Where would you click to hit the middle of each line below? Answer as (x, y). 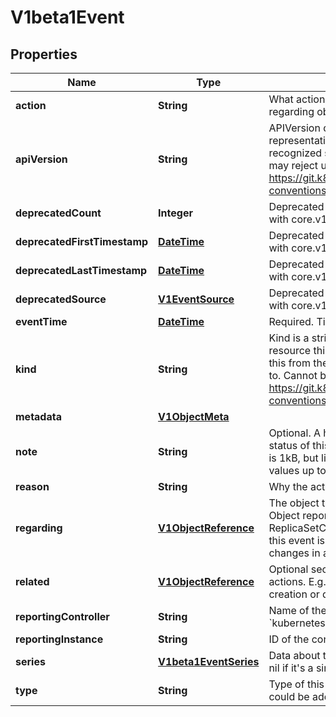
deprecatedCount (58, 213)
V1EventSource (196, 299)
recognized (295, 153)
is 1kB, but (293, 458)
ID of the (289, 639)
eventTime (41, 321)
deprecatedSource (61, 299)
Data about (294, 655)
